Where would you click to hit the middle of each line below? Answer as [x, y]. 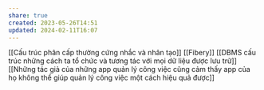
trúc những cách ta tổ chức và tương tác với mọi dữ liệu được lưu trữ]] [123, 61]
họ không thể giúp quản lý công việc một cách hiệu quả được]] [112, 78]
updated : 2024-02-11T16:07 [53, 30]
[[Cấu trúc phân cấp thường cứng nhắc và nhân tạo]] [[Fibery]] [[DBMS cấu [132, 53]
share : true [28, 15]
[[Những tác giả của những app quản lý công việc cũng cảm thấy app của [130, 69]
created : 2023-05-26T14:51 [53, 23]
